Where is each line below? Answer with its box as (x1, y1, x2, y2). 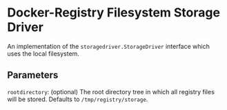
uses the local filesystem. (7, 49, 79, 58)
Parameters (7, 69, 59, 81)
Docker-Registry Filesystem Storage (7, 5, 221, 21)
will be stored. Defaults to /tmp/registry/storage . (7, 95, 148, 103)
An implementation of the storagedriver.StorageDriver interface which (7, 42, 210, 50)
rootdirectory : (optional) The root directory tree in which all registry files (7, 87, 215, 96)
